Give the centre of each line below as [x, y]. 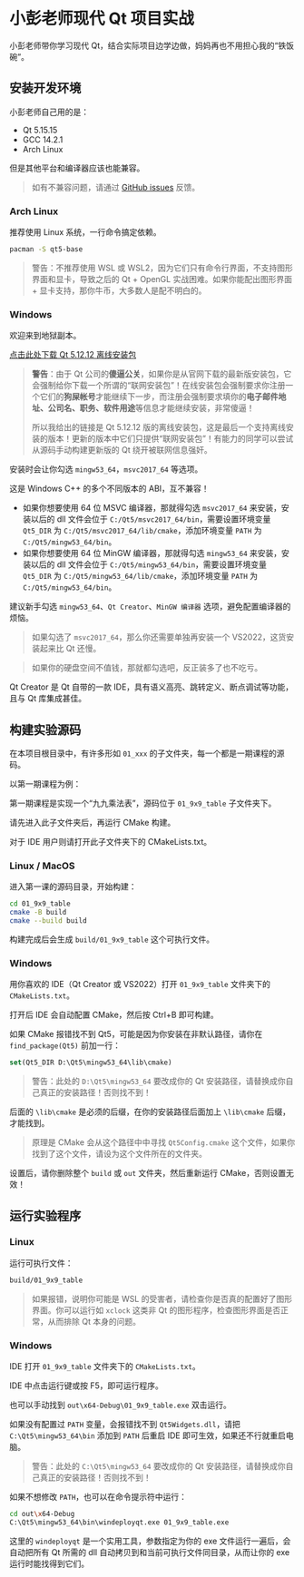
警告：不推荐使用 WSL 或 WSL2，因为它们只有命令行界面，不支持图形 [162, 268]
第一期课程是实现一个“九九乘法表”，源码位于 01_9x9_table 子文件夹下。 [143, 803]
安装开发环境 [45, 88]
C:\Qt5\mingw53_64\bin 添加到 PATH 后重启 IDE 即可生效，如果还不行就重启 [147, 1435]
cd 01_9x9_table [40, 904]
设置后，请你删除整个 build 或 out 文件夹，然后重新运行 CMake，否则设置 [148, 1173]
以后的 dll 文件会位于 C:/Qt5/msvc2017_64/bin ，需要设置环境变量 [151, 519]
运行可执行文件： [41, 1263]
